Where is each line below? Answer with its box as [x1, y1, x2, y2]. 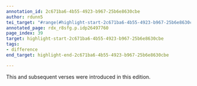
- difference [6, 47, 38, 53]
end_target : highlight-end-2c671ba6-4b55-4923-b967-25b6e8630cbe [6, 52, 169, 58]
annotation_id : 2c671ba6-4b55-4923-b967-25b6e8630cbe [6, 8, 141, 15]
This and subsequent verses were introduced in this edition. [6, 73, 151, 80]
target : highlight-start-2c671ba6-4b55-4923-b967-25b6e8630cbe [6, 36, 164, 42]
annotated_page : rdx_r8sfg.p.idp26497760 [6, 25, 109, 31]
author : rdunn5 [6, 14, 43, 20]
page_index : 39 [6, 30, 43, 36]
